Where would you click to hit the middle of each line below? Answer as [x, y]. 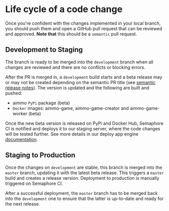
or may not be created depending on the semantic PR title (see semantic [80, 82]
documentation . [22, 139]
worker [20, 113]
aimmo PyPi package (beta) [41, 103]
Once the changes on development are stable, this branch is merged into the [84, 167]
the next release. [23, 204]
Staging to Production [40, 155]
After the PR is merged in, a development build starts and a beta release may [84, 77]
